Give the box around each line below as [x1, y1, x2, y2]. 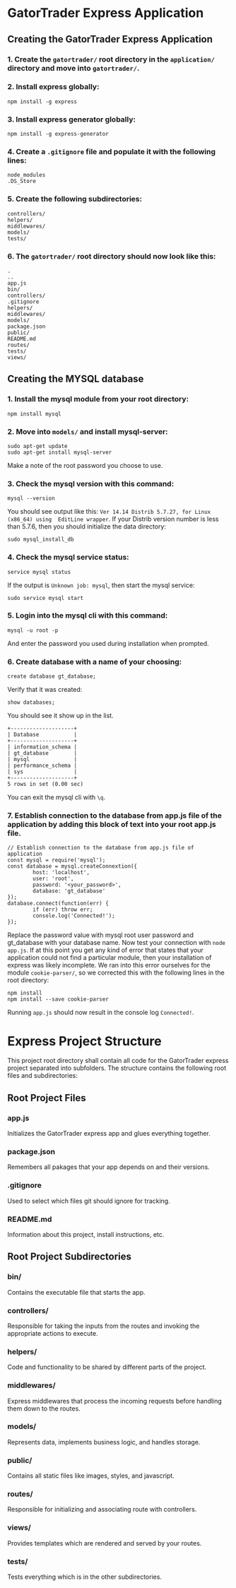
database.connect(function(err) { [7, 900, 110, 907]
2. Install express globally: [7, 82, 100, 92]
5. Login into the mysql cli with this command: [7, 611, 168, 621]
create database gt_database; [7, 673, 97, 680]
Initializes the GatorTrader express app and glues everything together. [7, 1129, 211, 1138]
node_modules [7, 172, 46, 179]
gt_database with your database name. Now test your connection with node [7, 939, 226, 947]
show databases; [7, 699, 55, 706]
